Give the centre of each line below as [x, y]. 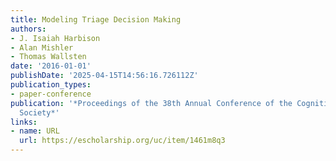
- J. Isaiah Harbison [55, 38]
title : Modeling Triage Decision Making [96, 19]
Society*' [39, 112]
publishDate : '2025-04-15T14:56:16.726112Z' [104, 76]
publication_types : [51, 85]
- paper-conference [51, 94]
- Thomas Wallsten [48, 57]
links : [24, 122]
